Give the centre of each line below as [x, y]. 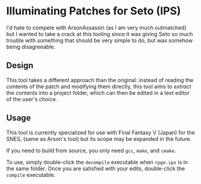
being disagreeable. [31, 47]
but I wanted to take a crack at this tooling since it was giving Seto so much [100, 34]
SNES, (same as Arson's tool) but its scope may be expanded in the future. [99, 138]
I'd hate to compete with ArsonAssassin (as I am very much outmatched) [96, 28]
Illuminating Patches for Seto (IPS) [94, 11]
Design [20, 66]
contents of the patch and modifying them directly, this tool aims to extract [99, 86]
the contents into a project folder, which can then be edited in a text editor [98, 93]
